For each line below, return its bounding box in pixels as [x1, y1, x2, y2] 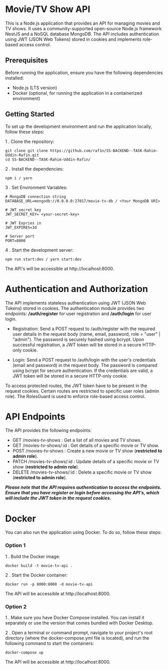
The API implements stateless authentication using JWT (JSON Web [5, 300, 146, 306]
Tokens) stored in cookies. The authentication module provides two [5, 305, 144, 311]
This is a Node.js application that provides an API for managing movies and [5, 20, 160, 26]
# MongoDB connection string [5, 194, 66, 199]
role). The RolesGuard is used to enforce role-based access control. [5, 393, 146, 399]
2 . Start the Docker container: [5, 572, 68, 578]
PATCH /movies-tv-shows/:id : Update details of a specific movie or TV [12, 459, 159, 465]
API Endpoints [5, 411, 66, 422]
